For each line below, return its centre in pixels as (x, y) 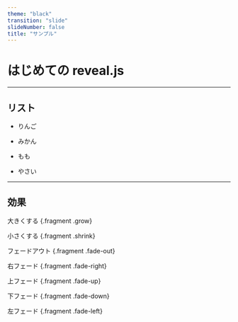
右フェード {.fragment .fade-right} (57, 265)
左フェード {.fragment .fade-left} (55, 311)
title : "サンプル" (32, 34)
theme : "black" (30, 14)
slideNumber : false (36, 27)
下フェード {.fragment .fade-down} (58, 296)
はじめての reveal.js (66, 71)
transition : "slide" (38, 21)
